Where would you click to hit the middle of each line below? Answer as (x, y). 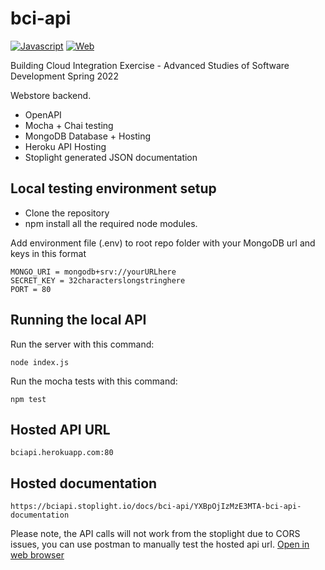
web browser (37, 555)
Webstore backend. (51, 95)
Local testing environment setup (113, 188)
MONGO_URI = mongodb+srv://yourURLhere (93, 272)
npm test (28, 399)
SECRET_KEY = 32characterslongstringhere (98, 280)
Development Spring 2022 (64, 76)
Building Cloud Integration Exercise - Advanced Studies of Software (150, 65)
